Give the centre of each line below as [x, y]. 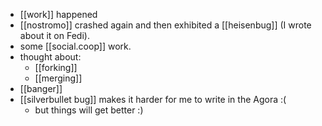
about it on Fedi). [54, 35]
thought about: [50, 57]
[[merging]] [58, 78]
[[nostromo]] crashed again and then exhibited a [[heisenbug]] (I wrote [165, 25]
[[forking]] [56, 67]
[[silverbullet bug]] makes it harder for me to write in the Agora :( [153, 99]
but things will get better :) [89, 110]
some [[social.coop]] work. [75, 46]
